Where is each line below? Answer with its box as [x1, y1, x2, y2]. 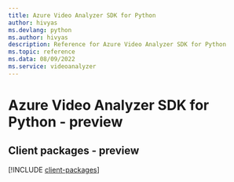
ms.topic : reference [8, 48, 76, 56]
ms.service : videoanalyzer [8, 63, 97, 71]
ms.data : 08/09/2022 [8, 56, 76, 64]
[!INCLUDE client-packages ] [8, 165, 100, 174]
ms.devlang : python [8, 26, 72, 34]
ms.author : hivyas [8, 33, 68, 42]
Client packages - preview [8, 144, 140, 158]
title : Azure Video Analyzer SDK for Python [8, 11, 156, 20]
